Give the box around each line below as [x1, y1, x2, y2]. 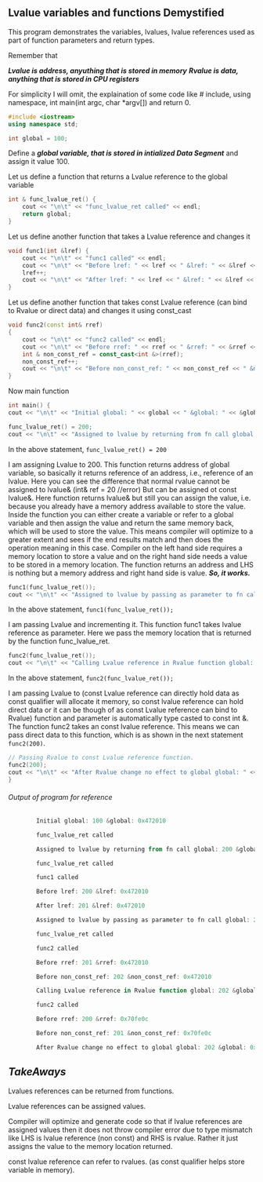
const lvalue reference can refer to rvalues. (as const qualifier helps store [8, 1157, 245, 1166]
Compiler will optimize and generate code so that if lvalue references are [8, 1116, 243, 1125]
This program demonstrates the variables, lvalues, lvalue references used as [8, 27, 255, 36]
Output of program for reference [8, 793, 113, 802]
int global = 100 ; [8, 134, 68, 142]
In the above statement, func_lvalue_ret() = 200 [8, 444, 167, 454]
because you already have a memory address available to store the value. [8, 502, 246, 511]
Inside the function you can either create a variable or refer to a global [8, 509, 234, 519]
